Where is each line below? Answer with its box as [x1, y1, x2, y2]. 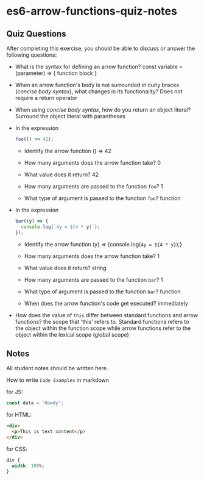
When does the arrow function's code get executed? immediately [24, 299, 189, 307]
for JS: [6, 389, 23, 396]
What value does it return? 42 [24, 171, 99, 178]
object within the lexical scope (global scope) [15, 331, 129, 338]
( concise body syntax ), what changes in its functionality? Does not [15, 88, 183, 95]
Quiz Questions [6, 29, 66, 39]
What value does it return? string [24, 264, 107, 271]
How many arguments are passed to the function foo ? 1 [24, 182, 163, 190]
